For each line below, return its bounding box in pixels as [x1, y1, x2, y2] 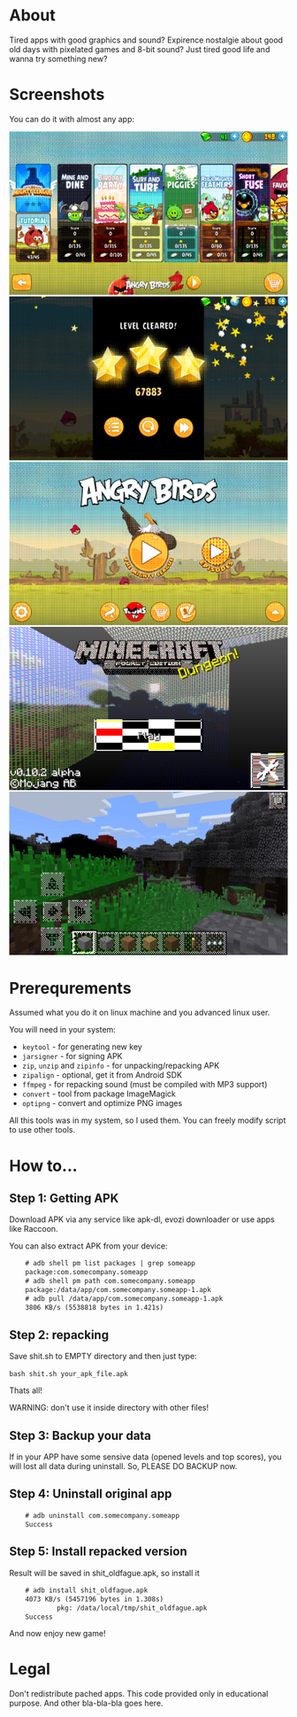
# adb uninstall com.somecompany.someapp [25, 1511, 179, 1520]
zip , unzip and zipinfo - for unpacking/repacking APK [21, 1060, 220, 1071]
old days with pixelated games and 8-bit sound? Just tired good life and [9, 43, 270, 54]
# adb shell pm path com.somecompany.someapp [25, 1277, 196, 1286]
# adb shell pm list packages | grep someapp [25, 1259, 196, 1268]
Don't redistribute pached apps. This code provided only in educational [9, 1688, 269, 1698]
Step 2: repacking [9, 1327, 109, 1342]
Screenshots [9, 85, 105, 104]
